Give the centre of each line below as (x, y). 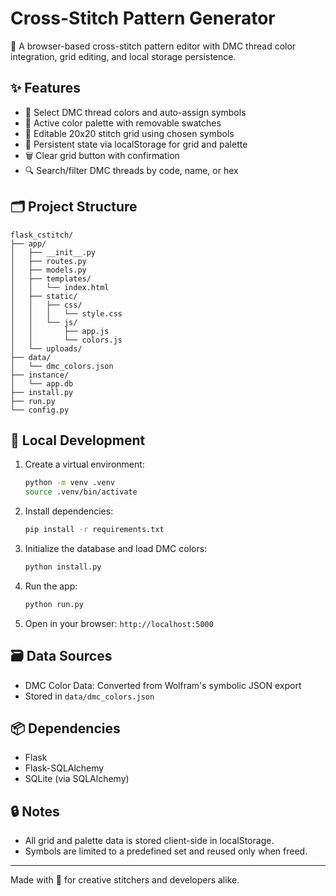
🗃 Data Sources (61, 656)
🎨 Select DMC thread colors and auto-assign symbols (135, 112)
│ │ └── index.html (60, 287)
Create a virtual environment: (84, 464)
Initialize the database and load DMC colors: (116, 548)
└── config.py (40, 410)
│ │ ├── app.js (60, 331)
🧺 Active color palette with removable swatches (123, 123)
